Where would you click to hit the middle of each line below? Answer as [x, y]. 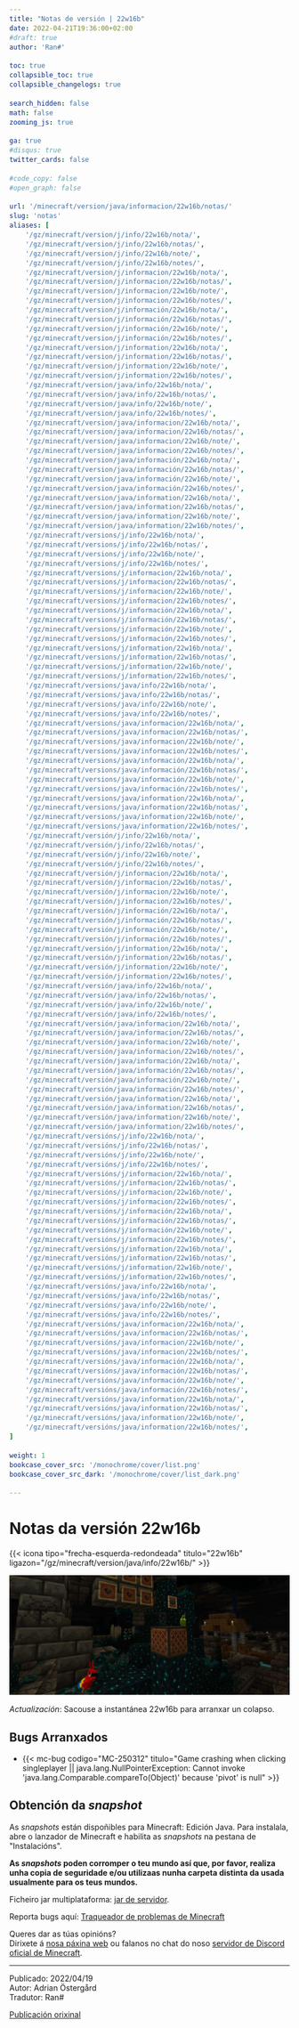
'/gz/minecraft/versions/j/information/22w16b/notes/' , [131, 677]
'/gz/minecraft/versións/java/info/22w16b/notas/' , [123, 1295]
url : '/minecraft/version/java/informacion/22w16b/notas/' [121, 207]
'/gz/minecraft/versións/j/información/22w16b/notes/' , [131, 1239]
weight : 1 [28, 1456]
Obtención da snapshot [76, 1806]
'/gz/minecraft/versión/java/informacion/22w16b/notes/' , [135, 1052]
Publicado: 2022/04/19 [51, 1978]
